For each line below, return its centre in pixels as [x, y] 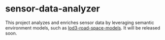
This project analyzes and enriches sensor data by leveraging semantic [80, 22]
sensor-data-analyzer [53, 9]
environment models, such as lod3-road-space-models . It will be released [83, 27]
